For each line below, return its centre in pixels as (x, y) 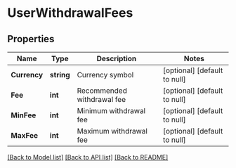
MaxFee (25, 135)
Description (117, 59)
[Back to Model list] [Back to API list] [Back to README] (88, 157)
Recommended (102, 91)
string (60, 75)
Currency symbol (105, 75)
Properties (31, 39)
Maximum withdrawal (112, 131)
